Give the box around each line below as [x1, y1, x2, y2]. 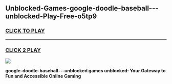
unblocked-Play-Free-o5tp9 [5, 12, 97, 21]
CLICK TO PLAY [5, 27, 45, 35]
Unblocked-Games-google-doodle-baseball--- [5, 4, 159, 13]
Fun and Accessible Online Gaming [5, 73, 81, 79]
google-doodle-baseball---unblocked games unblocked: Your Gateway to [5, 67, 166, 73]
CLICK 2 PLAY [5, 46, 41, 53]
